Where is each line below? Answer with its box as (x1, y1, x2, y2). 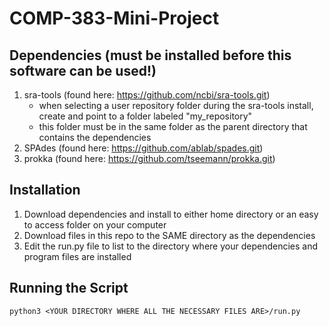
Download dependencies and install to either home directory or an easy (23, 208, 319, 220)
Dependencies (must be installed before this (9, 47, 292, 64)
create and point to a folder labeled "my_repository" (38, 110, 253, 122)
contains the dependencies (38, 132, 152, 143)
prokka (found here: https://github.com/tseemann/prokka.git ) (23, 153, 276, 164)
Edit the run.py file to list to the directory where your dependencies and (23, 240, 319, 252)
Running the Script (9, 280, 129, 297)
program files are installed (23, 250, 132, 262)
